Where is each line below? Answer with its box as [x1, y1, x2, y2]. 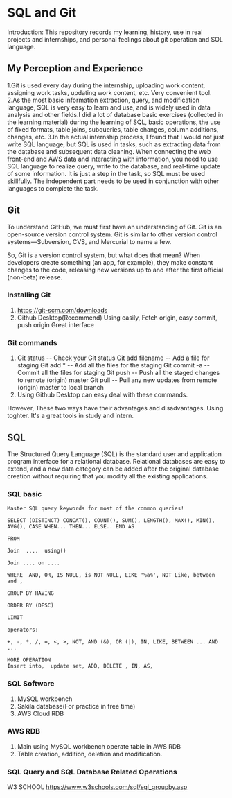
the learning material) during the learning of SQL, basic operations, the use [7, 118, 221, 126]
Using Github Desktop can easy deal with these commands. [17, 390, 188, 399]
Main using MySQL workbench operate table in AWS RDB [17, 742, 181, 750]
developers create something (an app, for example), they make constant [7, 258, 213, 266]
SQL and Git [7, 5, 77, 21]
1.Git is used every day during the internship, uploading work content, [7, 81, 206, 89]
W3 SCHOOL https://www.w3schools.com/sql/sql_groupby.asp [7, 783, 188, 791]
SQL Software [7, 679, 55, 688]
